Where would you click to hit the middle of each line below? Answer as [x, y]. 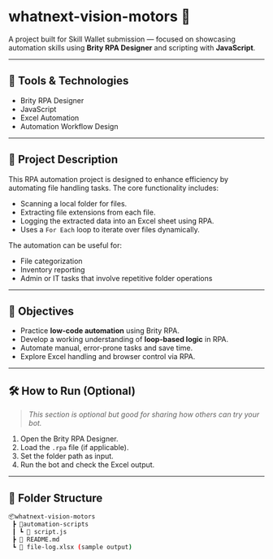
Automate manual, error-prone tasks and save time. [106, 348]
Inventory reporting [52, 269]
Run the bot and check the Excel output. [87, 465]
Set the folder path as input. [67, 456]
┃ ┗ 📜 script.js [39, 531]
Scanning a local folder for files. [74, 203]
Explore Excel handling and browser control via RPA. [108, 357]
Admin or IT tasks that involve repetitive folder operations [116, 278]
